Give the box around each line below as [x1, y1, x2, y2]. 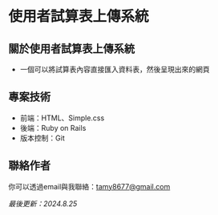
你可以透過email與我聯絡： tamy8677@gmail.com [8, 181, 171, 191]
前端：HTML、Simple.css [19, 113, 105, 123]
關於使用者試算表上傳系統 [8, 42, 135, 55]
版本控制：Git [19, 133, 66, 143]
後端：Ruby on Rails [19, 123, 87, 132]
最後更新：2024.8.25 [8, 198, 78, 209]
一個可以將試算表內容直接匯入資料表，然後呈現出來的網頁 [19, 65, 210, 74]
